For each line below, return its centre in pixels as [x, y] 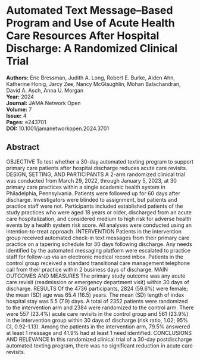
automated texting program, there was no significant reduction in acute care [100, 345]
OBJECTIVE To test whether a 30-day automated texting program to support [100, 161]
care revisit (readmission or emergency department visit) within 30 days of [98, 282]
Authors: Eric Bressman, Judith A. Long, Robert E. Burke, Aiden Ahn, [91, 78]
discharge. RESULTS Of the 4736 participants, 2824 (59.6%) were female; [97, 288]
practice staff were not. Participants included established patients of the [95, 206]
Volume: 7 [19, 109]
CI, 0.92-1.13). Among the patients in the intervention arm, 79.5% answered [98, 327]
